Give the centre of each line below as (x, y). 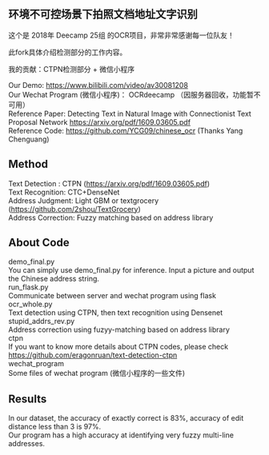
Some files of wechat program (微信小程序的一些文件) (97, 373)
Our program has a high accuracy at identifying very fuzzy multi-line (121, 435)
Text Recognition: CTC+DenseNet (64, 192)
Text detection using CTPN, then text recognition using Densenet (116, 313)
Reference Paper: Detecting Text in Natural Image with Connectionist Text (130, 114)
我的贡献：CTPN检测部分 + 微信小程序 (71, 69)
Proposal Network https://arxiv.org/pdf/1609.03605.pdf (99, 122)
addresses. (27, 444)
